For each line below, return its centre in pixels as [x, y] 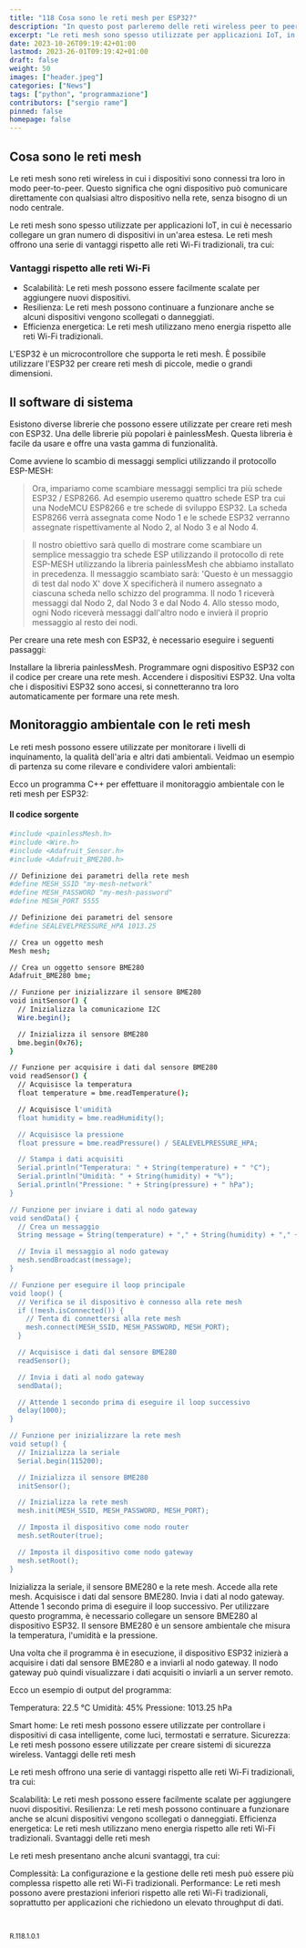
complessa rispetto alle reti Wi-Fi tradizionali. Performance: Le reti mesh [145, 1882]
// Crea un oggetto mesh [56, 943]
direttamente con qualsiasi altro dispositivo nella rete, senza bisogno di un [148, 198]
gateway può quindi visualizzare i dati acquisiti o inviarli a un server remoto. [151, 1672]
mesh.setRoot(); [48, 1561]
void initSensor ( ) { [49, 1001]
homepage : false [40, 119]
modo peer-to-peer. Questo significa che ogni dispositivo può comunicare [148, 188]
